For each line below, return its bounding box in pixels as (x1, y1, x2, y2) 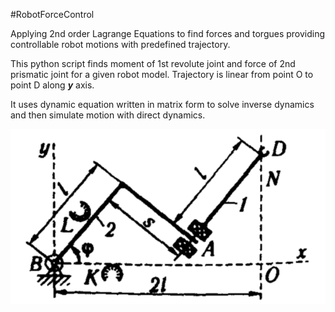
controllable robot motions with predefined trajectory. (10, 39, 231, 50)
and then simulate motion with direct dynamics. (10, 109, 206, 121)
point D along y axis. (10, 79, 95, 91)
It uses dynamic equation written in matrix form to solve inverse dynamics (10, 99, 315, 110)
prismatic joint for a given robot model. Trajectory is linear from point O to (10, 69, 314, 80)
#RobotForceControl (10, 9, 95, 20)
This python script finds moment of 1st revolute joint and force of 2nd (10, 58, 296, 69)
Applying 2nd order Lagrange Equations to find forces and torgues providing (10, 28, 326, 39)
